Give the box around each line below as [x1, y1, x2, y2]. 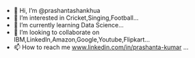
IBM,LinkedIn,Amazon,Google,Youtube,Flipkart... [13, 35, 151, 44]
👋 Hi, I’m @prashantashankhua [13, 7, 101, 14]
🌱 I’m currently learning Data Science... [13, 21, 125, 29]
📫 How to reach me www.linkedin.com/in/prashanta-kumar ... [13, 43, 189, 51]
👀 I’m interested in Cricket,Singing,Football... [13, 14, 139, 22]
